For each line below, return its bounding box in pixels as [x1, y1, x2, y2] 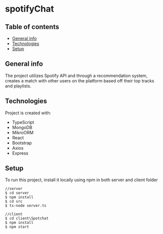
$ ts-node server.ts [5, 203, 47, 208]
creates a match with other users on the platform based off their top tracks [5, 78, 154, 83]
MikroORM [12, 129, 34, 135]
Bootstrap [12, 140, 32, 146]
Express [12, 150, 29, 156]
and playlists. [5, 83, 32, 89]
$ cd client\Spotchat [5, 216, 49, 221]
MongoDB [12, 125, 33, 130]
